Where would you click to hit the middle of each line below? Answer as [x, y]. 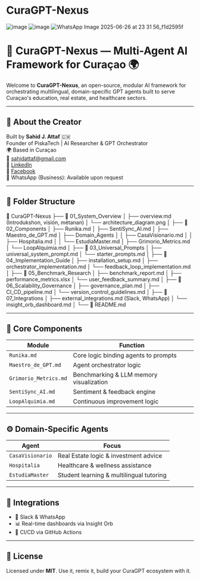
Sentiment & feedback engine [114, 392]
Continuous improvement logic [116, 402]
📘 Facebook [21, 171]
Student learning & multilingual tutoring [112, 475]
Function [132, 346]
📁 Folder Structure [41, 202]
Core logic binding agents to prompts [125, 356]
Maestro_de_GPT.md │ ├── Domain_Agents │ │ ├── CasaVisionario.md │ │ [99, 235]
